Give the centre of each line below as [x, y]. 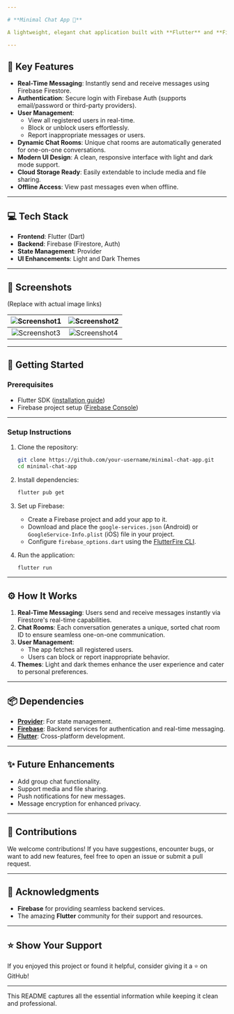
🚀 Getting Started [46, 365]
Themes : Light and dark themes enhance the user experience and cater [120, 664]
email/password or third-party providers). [77, 106]
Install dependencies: [48, 479]
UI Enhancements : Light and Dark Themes [79, 259]
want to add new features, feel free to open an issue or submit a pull [105, 856]
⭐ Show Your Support [55, 945]
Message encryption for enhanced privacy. [79, 803]
